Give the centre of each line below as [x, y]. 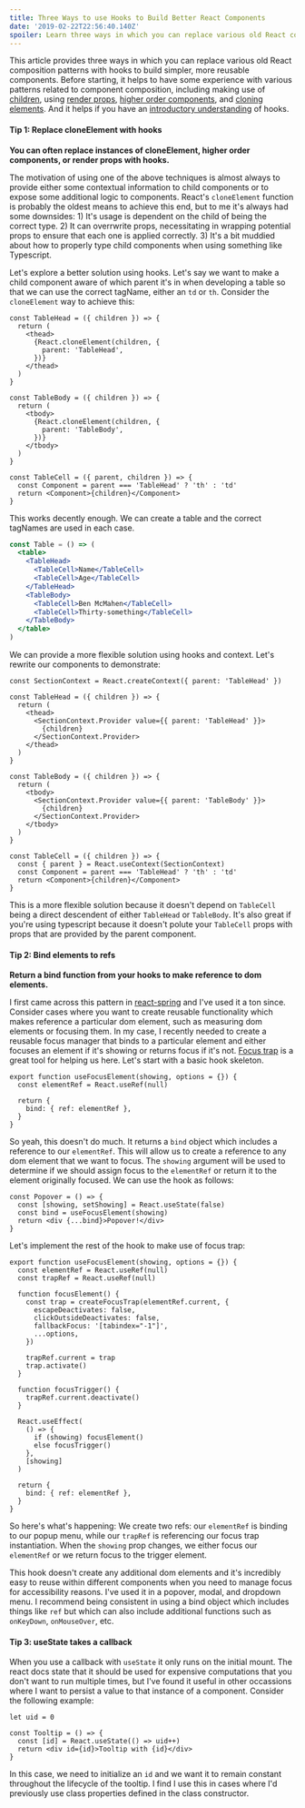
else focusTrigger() [72, 1446]
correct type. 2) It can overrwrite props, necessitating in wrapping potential [150, 226]
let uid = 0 [32, 1717]
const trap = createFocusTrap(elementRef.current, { [128, 1302]
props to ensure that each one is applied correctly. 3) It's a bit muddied [142, 235]
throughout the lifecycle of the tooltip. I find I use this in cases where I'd [143, 1783]
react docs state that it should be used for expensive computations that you [151, 1672]
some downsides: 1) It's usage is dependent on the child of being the [138, 216]
